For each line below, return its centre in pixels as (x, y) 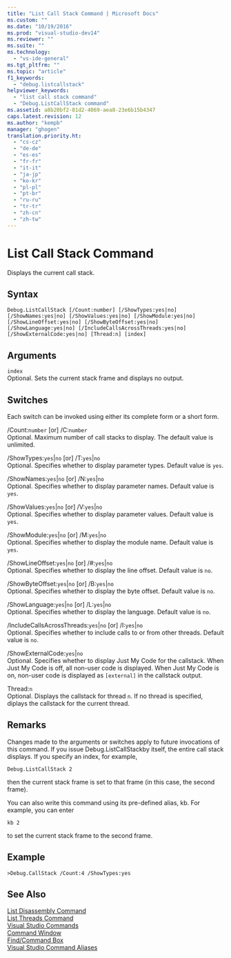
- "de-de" (27, 149)
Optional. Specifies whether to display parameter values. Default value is (110, 514)
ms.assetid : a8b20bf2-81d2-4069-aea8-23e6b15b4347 (81, 110)
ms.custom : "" (28, 20)
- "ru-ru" (27, 200)
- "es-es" (27, 155)
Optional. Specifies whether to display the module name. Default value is (110, 542)
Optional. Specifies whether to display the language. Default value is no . (109, 612)
